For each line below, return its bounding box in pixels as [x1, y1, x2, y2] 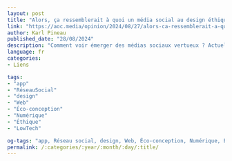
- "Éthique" [7, 118, 41, 125]
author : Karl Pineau [7, 29, 67, 36]
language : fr [7, 49, 45, 56]
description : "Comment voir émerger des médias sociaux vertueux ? [7, 42, 206, 49]
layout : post [7, 10, 45, 17]
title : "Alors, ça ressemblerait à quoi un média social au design [7, 17, 206, 23]
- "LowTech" [7, 125, 41, 131]
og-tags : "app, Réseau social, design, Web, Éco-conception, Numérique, [7, 137, 221, 144]
